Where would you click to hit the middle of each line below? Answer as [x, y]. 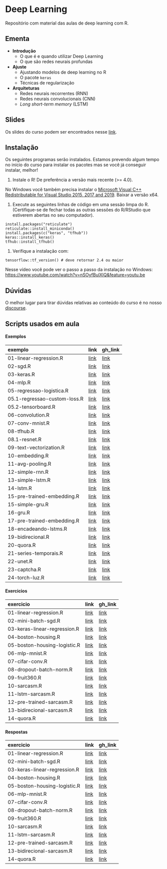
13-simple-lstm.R [29, 480]
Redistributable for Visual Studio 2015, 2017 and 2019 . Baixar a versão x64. [82, 195]
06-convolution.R [29, 415]
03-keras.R [21, 374]
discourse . [16, 308]
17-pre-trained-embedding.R [44, 520]
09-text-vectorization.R [36, 447]
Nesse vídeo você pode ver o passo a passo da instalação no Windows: [79, 270]
